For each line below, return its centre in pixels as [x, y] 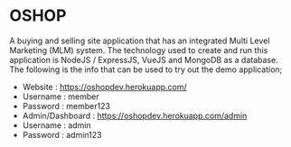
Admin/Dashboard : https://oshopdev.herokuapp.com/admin [135, 115]
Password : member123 [66, 106]
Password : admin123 [62, 134]
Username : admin [57, 125]
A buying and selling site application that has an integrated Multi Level [140, 41]
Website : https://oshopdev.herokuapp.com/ [104, 87]
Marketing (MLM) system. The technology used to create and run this [139, 50]
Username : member [61, 96]
